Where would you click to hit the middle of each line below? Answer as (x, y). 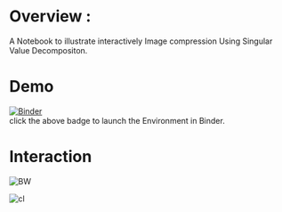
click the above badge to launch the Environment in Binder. (117, 120)
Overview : (50, 16)
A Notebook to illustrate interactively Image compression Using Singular (141, 41)
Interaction (51, 157)
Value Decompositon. (48, 50)
